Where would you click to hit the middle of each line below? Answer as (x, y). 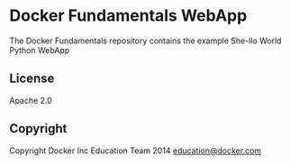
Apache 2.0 (31, 100)
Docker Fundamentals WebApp (128, 16)
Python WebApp (40, 50)
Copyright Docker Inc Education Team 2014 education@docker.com (136, 151)
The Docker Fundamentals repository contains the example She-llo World (145, 41)
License (32, 79)
